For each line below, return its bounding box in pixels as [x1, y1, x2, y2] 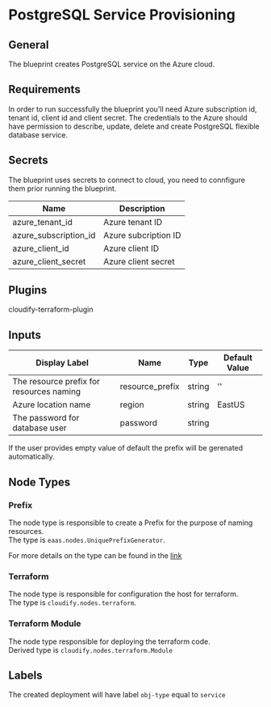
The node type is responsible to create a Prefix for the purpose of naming [8, 518, 253, 527]
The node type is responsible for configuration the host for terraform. [8, 589, 239, 599]
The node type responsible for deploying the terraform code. [8, 637, 211, 646]
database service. [8, 129, 69, 139]
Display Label [35, 358, 89, 369]
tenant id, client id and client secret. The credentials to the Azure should [8, 112, 248, 122]
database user [12, 422, 67, 434]
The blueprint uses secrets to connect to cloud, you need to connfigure [8, 175, 246, 184]
